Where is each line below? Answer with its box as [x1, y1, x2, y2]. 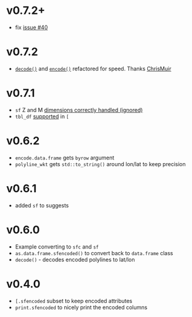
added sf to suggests [15, 201, 69, 209]
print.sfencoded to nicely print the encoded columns [15, 304, 148, 311]
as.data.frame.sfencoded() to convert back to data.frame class [15, 249, 174, 256]
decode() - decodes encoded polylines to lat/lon [15, 256, 135, 263]
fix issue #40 [15, 24, 48, 31]
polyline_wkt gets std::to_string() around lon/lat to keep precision [15, 160, 186, 167]
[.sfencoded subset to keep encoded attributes [15, 297, 133, 304]
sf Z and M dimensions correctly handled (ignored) [15, 106, 144, 113]
